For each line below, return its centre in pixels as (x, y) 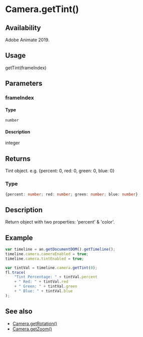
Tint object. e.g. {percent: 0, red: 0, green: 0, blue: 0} (60, 171)
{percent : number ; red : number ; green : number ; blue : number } (71, 194)
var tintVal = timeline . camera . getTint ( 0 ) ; (51, 268)
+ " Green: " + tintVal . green (46, 287)
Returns (18, 158)
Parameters (24, 84)
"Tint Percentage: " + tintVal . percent (56, 277)
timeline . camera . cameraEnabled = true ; (47, 254)
